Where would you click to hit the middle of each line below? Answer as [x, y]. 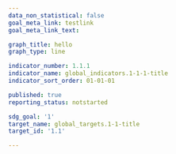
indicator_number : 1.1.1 [49, 66]
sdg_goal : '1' [32, 116]
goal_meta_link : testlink [51, 23]
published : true [35, 95]
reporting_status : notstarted [58, 102]
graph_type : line [37, 52]
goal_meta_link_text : [44, 30]
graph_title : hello [40, 44]
